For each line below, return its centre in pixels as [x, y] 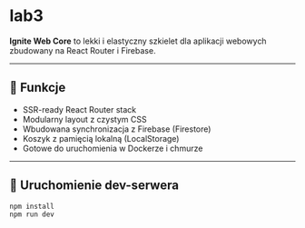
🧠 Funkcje [38, 88]
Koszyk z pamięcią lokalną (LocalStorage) [101, 138]
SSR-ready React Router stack [79, 109]
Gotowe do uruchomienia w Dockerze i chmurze [113, 148]
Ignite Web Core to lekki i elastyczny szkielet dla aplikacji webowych [138, 41]
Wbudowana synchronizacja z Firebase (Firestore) [117, 129]
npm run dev [32, 214]
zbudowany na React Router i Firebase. [83, 50]
